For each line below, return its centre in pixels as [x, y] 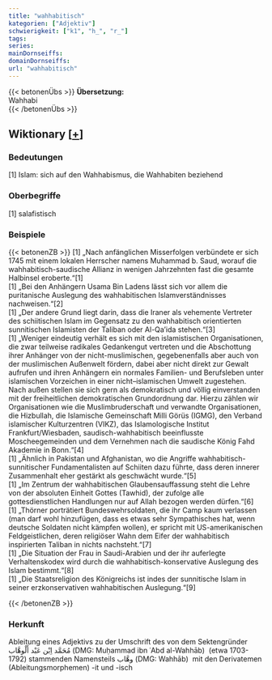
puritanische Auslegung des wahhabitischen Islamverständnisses [117, 295]
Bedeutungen [36, 157]
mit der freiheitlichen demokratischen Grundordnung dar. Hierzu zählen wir [134, 398]
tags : [17, 38]
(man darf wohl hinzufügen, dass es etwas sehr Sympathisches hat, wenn [132, 519]
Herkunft [26, 624]
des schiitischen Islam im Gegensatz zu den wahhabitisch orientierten [125, 321]
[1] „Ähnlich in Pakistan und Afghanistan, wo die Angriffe [102, 459]
